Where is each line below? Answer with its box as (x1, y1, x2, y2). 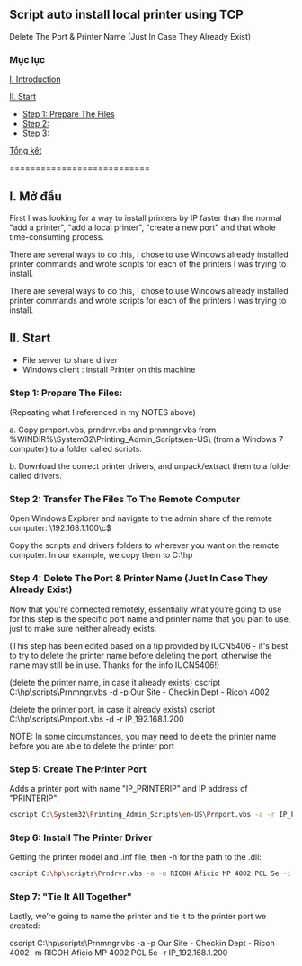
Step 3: (22, 128, 49, 138)
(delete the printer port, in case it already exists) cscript (9, 704, 216, 714)
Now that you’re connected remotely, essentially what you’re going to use (9, 604, 282, 615)
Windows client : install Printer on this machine (22, 364, 196, 375)
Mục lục (9, 53, 46, 66)
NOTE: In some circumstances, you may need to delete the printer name (9, 731, 277, 741)
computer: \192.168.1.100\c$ (9, 523, 111, 534)
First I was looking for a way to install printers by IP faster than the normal (9, 212, 282, 223)
